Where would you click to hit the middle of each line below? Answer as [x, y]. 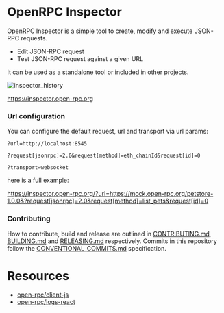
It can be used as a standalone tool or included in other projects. [98, 72]
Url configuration [36, 116]
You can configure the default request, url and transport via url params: [108, 132]
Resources [38, 276]
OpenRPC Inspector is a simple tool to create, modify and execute [100, 31]
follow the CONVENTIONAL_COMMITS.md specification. [87, 248]
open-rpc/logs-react [46, 302]
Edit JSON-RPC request [50, 51]
